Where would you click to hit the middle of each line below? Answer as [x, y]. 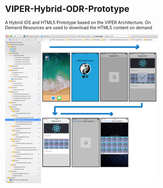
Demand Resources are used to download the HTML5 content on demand [79, 27]
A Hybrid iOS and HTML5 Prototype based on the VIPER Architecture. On [78, 22]
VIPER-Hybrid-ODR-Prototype [67, 9]
